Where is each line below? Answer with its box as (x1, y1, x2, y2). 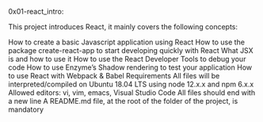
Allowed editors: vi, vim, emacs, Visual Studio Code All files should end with (8, 88, 256, 97)
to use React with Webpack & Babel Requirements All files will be (8, 71, 220, 80)
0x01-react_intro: (8, 7, 64, 16)
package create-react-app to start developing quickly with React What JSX (8, 46, 253, 55)
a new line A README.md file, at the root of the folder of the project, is (8, 97, 238, 105)
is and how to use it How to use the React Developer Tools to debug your (8, 55, 246, 63)
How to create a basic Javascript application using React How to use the (8, 37, 246, 47)
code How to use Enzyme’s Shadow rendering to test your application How (8, 63, 252, 72)
